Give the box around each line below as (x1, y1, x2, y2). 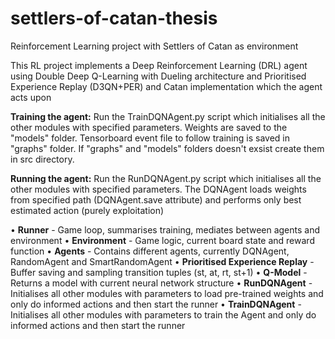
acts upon (10, 91, 52, 103)
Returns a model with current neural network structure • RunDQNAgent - (10, 277, 313, 289)
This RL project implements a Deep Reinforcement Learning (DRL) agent (10, 59, 308, 71)
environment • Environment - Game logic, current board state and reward (10, 234, 315, 246)
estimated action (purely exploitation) (10, 204, 165, 216)
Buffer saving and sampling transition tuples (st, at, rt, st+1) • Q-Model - (10, 266, 308, 278)
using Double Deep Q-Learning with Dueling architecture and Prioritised (10, 70, 307, 82)
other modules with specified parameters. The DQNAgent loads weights (10, 183, 307, 195)
